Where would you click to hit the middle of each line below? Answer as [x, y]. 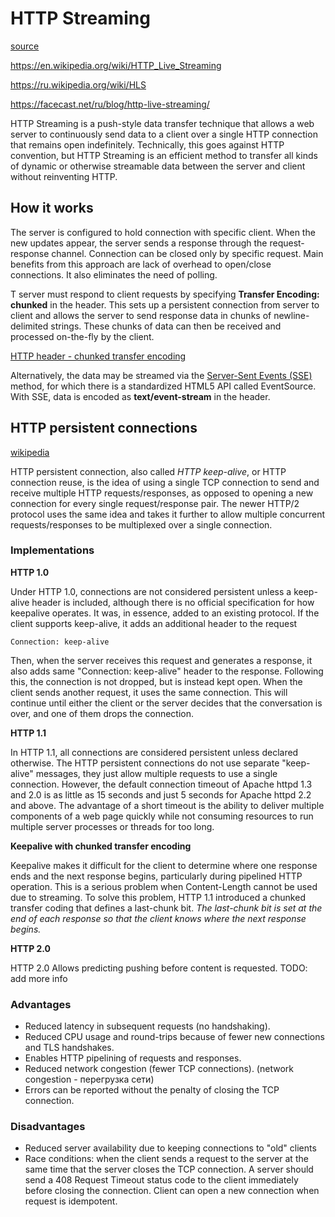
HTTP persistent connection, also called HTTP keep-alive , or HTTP [148, 471]
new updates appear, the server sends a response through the [139, 243]
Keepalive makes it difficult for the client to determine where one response [164, 865]
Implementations [52, 550]
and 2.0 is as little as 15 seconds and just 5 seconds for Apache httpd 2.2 [161, 794]
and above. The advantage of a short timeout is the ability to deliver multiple [167, 805]
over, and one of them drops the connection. [102, 713]
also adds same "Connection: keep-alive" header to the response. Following [167, 671]
